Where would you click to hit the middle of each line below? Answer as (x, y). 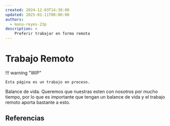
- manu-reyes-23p (28, 24)
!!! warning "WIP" (23, 73)
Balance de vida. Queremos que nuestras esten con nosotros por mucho (82, 91)
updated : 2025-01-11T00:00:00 (38, 15)
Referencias (25, 118)
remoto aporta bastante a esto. (38, 102)
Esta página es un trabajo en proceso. (48, 82)
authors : (15, 19)
